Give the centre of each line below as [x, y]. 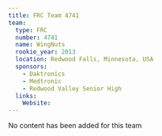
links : [26, 96]
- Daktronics [44, 74]
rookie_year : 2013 [46, 52]
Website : [37, 103]
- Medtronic [42, 81]
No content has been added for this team [75, 126]
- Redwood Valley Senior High [72, 88]
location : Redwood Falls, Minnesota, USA [85, 60]
